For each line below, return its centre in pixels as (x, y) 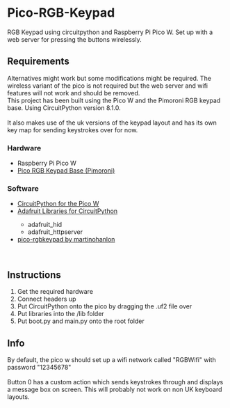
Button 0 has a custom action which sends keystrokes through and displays (115, 382)
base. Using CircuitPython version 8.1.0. (64, 108)
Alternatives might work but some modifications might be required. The (109, 78)
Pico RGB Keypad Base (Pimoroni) (66, 171)
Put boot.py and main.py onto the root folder (81, 321)
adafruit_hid (45, 225)
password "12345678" (39, 367)
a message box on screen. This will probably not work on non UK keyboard (115, 389)
